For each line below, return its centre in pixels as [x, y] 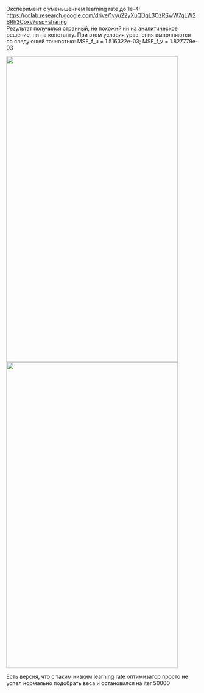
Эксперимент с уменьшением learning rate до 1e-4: [73, 9]
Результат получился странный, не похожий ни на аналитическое [92, 28]
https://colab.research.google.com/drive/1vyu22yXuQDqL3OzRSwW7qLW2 [101, 15]
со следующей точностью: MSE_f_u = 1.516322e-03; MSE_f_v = [87, 41]
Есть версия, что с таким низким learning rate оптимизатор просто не [97, 676]
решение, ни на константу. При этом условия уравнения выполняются [99, 35]
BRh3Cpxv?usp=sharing [37, 22]
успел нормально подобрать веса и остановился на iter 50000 [88, 683]
